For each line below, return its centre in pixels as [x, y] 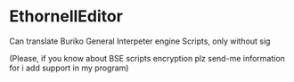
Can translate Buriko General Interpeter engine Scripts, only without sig [140, 41]
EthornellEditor [66, 16]
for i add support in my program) [69, 68]
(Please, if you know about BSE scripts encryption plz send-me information [147, 58]
